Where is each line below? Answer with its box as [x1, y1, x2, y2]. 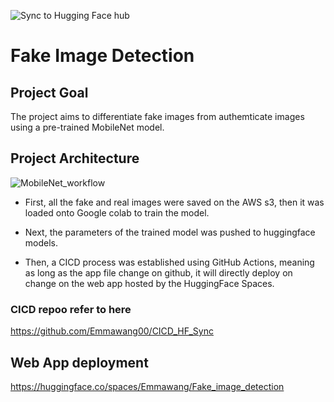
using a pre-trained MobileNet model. [10, 121, 165, 133]
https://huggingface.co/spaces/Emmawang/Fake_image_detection [10, 380, 285, 392]
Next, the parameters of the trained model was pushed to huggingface [24, 226, 316, 238]
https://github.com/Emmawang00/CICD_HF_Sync [10, 325, 214, 337]
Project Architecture [10, 150, 140, 167]
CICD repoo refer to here [10, 302, 132, 316]
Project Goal [10, 84, 89, 101]
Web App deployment [10, 354, 149, 371]
